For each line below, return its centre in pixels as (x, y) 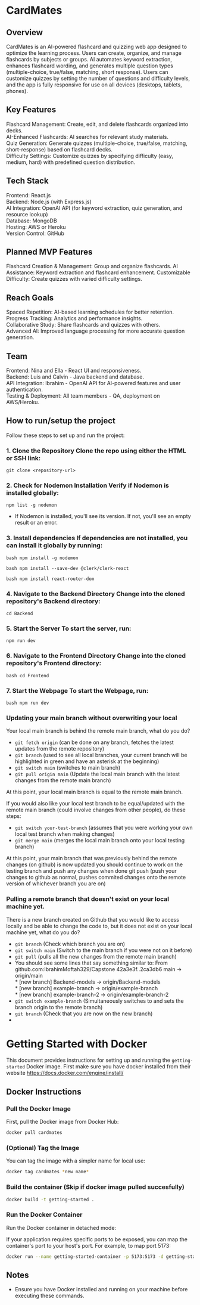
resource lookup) (27, 214)
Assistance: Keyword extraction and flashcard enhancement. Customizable (98, 272)
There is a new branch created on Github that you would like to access (93, 919)
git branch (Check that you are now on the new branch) (84, 1013)
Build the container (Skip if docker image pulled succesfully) (95, 1187)
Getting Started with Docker (77, 1044)
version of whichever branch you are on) (56, 884)
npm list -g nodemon (32, 505)
